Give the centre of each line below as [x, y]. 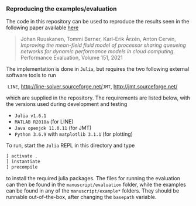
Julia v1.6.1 [30, 116]
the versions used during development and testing [67, 104]
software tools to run [31, 75]
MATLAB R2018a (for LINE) [44, 122]
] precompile [22, 167]
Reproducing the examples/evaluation [61, 9]
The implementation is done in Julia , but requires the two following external [98, 69]
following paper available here [42, 28]
